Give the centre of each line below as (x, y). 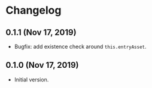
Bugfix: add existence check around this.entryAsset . (80, 46)
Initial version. (31, 79)
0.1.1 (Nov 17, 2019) (41, 32)
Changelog (34, 10)
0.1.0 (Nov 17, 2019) (42, 65)
